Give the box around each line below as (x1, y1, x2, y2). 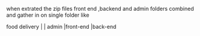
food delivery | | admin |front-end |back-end (6, 23, 117, 30)
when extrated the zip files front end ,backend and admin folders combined (6, 5, 195, 12)
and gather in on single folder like (6, 11, 89, 19)
